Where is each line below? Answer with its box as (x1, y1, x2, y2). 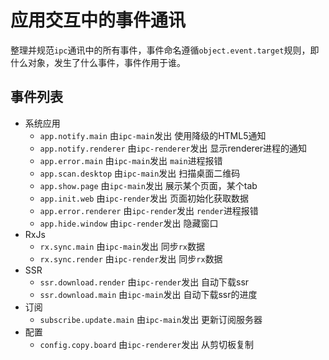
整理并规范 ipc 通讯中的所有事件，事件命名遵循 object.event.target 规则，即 (10, 44, 320, 56)
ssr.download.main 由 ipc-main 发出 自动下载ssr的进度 (39, 288, 258, 300)
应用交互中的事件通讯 (10, 9, 187, 32)
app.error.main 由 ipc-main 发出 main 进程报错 (39, 154, 223, 166)
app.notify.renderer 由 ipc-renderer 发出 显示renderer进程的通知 (39, 142, 308, 154)
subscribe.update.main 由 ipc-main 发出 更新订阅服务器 (39, 313, 263, 325)
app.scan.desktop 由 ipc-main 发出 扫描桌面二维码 (39, 167, 241, 179)
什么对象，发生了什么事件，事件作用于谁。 (10, 56, 186, 68)
